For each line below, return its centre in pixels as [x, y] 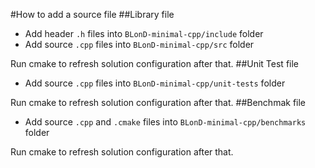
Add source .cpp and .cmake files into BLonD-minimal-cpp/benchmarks [165, 122]
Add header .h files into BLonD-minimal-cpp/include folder [144, 33]
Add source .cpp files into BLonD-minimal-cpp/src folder [139, 44]
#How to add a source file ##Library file [92, 14]
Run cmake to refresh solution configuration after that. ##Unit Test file [155, 63]
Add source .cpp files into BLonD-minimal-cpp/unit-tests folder [155, 83]
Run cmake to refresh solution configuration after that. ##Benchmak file [158, 102]
